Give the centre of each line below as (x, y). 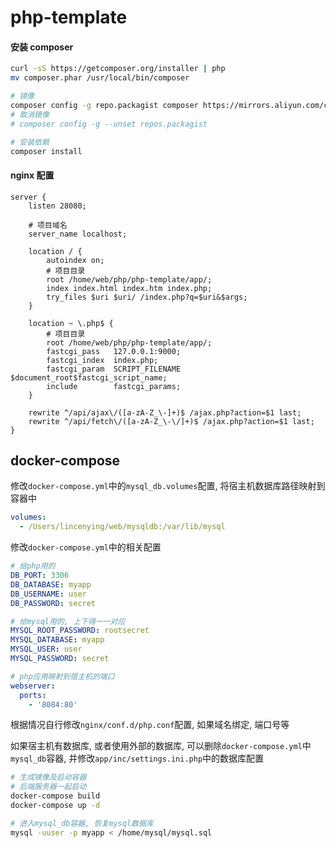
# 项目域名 (48, 225)
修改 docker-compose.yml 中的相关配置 (86, 547)
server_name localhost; (78, 234)
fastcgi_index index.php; (102, 360)
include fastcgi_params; (114, 386)
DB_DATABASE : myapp (51, 584)
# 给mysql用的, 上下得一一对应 (68, 621)
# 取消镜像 (30, 114)
